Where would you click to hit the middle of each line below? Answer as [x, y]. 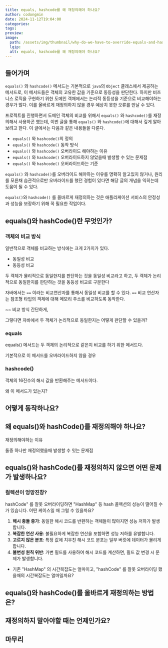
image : [12, 38]
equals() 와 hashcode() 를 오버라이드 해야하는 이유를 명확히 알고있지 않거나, [79, 174]
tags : [11, 28]
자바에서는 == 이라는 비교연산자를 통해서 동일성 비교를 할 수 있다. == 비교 [75, 292]
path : [15, 42]
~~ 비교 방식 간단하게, [27, 309]
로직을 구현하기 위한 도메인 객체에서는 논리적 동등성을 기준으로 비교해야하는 [88, 98]
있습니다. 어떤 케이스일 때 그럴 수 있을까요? [52, 510]
